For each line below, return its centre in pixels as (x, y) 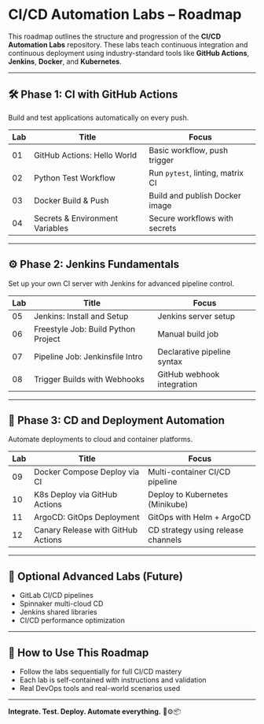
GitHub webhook (189, 374)
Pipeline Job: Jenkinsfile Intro (88, 356)
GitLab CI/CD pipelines (57, 596)
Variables (51, 228)
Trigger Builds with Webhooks (90, 379)
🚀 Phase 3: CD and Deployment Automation (117, 420)
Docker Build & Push (71, 200)
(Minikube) (168, 504)
